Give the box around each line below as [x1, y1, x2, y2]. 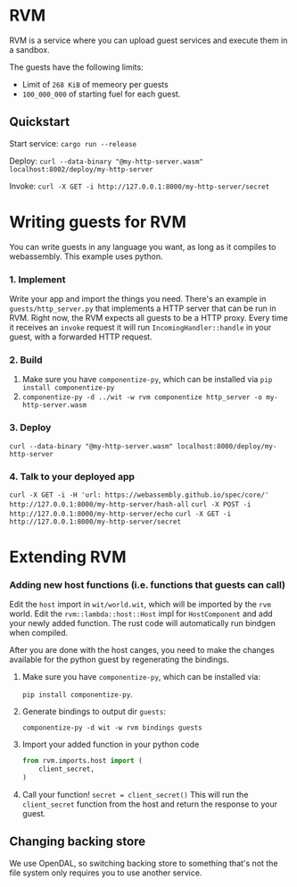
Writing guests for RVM [9, 212, 187, 232]
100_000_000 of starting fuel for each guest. [21, 88, 181, 99]
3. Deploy [9, 422, 52, 434]
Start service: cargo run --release [9, 138, 136, 148]
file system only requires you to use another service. [9, 867, 202, 878]
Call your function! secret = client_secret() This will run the [21, 789, 249, 799]
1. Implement [9, 273, 66, 286]
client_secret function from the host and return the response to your [21, 799, 278, 809]
